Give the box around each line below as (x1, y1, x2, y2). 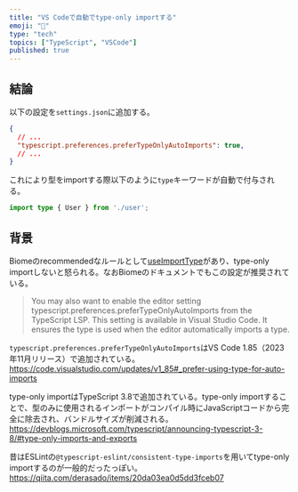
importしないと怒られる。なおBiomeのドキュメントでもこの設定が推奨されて (9, 267, 290, 277)
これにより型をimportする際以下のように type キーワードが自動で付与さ (9, 174, 268, 185)
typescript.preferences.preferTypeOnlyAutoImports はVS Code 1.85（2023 (9, 343, 285, 352)
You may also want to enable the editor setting (30, 295, 202, 306)
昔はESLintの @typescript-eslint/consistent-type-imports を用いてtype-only (9, 451, 290, 462)
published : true (9, 46, 69, 55)
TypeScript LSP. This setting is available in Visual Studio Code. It (30, 315, 268, 325)
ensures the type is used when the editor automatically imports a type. (30, 324, 290, 335)
